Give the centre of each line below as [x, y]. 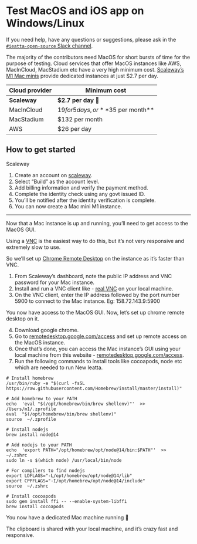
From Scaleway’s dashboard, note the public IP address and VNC [93, 276]
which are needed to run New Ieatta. [59, 367]
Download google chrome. [47, 330]
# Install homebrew [30, 378]
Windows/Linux [45, 23]
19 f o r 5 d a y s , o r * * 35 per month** [106, 110]
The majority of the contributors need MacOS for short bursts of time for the [98, 57]
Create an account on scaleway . [53, 175]
